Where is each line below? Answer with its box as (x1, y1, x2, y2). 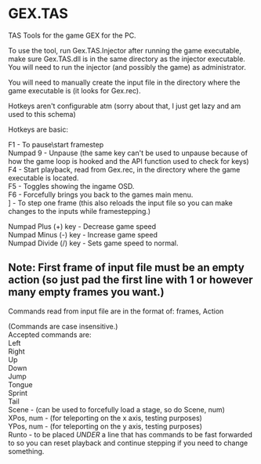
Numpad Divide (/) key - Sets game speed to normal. (8, 238, 179, 248)
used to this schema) (8, 109, 76, 118)
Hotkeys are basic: (8, 125, 69, 134)
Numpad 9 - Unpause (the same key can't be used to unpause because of (8, 148, 248, 158)
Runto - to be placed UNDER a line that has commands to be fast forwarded (8, 430, 253, 439)
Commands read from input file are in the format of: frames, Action (8, 306, 224, 316)
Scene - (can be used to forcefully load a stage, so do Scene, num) (8, 404, 226, 414)
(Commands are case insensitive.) (8, 321, 118, 331)
